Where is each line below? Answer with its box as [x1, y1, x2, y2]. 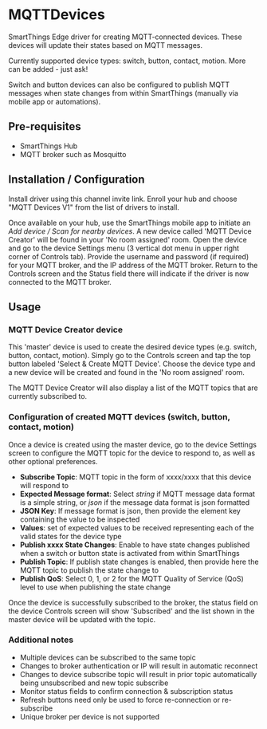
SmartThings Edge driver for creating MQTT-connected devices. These [8, 32, 242, 41]
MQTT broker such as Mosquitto [19, 149, 127, 159]
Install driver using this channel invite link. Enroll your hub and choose [8, 194, 238, 203]
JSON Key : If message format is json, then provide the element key [19, 506, 241, 515]
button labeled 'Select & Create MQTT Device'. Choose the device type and [8, 359, 256, 368]
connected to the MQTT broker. [8, 277, 112, 286]
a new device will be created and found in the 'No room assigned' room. [8, 368, 245, 377]
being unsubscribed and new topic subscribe [19, 678, 169, 688]
